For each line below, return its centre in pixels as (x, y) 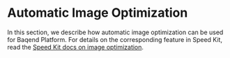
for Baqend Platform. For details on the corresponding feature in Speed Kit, (115, 39)
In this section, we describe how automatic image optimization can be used (115, 32)
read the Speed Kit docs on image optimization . (76, 47)
